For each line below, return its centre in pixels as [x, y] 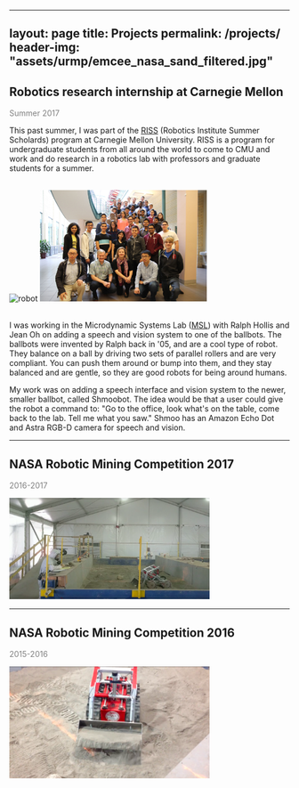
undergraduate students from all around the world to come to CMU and [140, 150]
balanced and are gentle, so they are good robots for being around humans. [148, 373]
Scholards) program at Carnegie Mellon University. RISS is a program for [142, 140]
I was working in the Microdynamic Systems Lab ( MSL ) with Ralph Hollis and [149, 325]
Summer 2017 [35, 113]
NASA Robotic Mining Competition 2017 [121, 464]
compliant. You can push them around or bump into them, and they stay [141, 363]
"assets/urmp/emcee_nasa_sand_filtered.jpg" [141, 62]
